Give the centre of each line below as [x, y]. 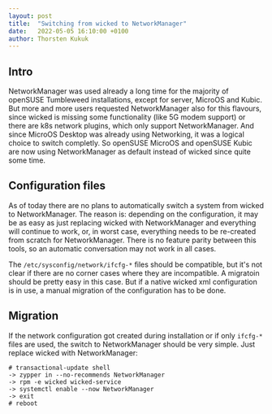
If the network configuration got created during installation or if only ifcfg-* [136, 335]
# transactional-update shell [60, 368]
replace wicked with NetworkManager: [73, 353]
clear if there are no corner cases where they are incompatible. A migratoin [134, 272]
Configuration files [57, 186]
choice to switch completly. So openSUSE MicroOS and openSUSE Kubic [131, 143]
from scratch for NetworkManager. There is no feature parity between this [133, 240]
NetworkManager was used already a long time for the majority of [119, 91]
